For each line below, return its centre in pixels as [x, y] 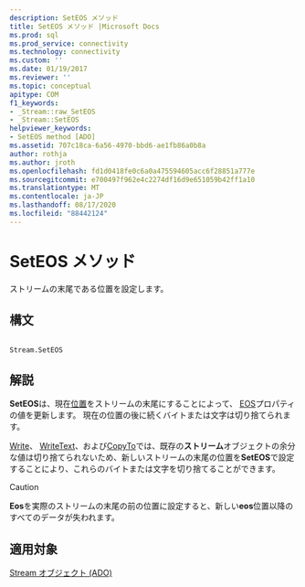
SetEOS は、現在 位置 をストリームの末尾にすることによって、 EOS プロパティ [152, 404]
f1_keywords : [34, 103]
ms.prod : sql [34, 35]
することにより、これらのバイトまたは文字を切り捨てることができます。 [145, 469]
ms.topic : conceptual [51, 86]
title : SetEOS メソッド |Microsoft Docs [84, 27]
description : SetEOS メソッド [64, 18]
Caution [24, 487]
